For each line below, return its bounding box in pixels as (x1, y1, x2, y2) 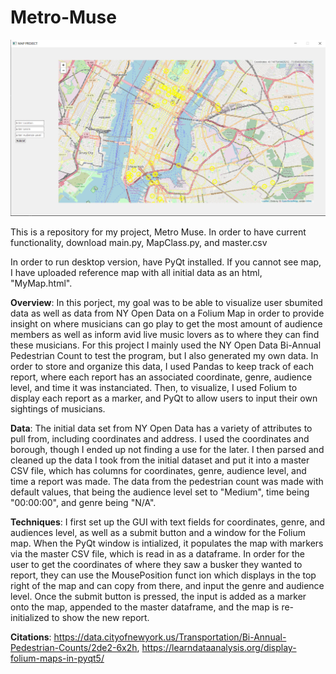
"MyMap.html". (10, 277, 73, 289)
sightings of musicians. (10, 402, 106, 415)
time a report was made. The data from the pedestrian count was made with (10, 475, 324, 487)
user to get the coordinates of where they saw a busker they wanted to (10, 558, 303, 570)
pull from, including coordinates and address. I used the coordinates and (10, 432, 310, 445)
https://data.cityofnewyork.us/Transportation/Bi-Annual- (53, 631, 287, 643)
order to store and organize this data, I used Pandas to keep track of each (10, 360, 314, 372)
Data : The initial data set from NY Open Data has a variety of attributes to (10, 422, 313, 434)
